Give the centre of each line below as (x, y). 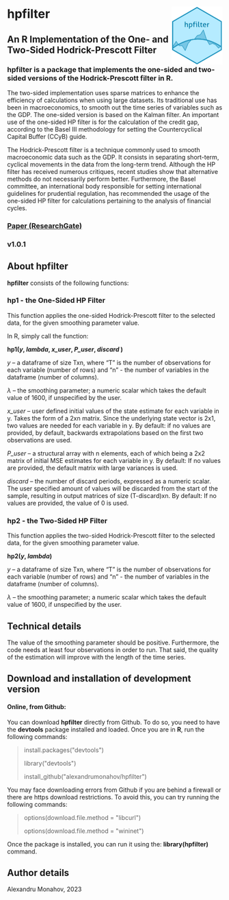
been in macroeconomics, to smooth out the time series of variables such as (115, 107)
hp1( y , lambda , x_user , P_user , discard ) (65, 349)
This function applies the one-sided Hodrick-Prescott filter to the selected (111, 315)
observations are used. (40, 440)
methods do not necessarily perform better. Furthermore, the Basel (102, 179)
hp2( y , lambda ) (30, 556)
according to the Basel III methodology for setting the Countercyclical (105, 129)
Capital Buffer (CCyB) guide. (47, 136)
